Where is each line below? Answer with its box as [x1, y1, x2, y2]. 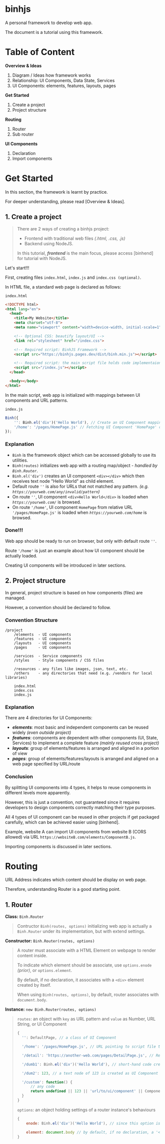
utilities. [12, 457, 28, 463]
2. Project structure [5, 577, 66, 585]
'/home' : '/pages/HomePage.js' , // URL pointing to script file [22, 1044, 156, 1049]
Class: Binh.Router [5, 913, 44, 920]
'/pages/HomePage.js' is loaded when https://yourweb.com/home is [12, 509, 147, 515]
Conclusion [5, 773, 33, 780]
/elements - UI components [14, 632, 71, 637]
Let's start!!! [5, 264, 29, 271]
